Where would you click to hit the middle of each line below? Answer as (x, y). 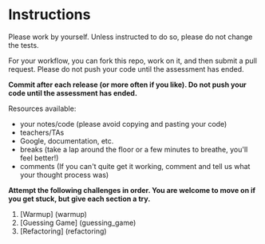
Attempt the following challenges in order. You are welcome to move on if (132, 190)
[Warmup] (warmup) (53, 214)
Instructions (49, 15)
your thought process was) (64, 175)
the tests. (24, 45)
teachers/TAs (42, 132)
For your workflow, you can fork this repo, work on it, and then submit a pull (133, 61)
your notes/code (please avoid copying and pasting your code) (123, 124)
